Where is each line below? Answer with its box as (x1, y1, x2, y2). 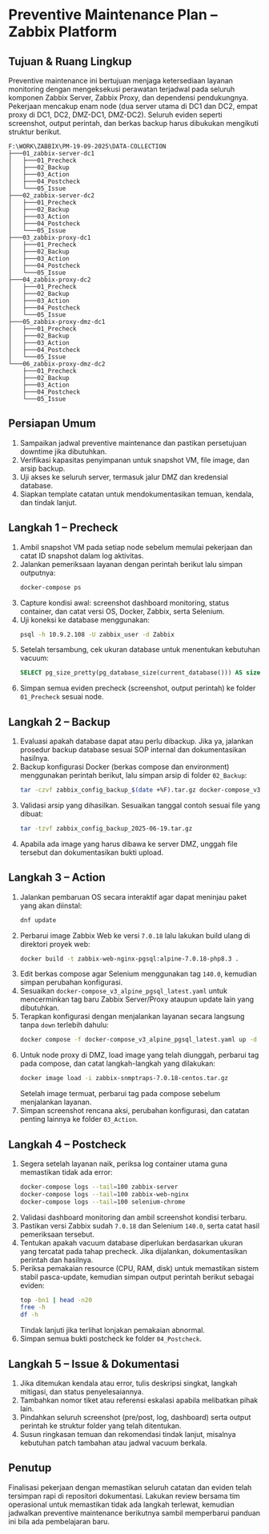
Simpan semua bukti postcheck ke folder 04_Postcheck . (19, 1334, 203, 1344)
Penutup (8, 1461, 52, 1475)
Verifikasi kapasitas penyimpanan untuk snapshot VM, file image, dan (19, 455, 250, 464)
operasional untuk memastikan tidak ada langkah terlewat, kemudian (8, 1500, 235, 1509)
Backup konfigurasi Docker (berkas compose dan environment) (19, 762, 230, 771)
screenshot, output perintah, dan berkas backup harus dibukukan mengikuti (8, 119, 259, 127)
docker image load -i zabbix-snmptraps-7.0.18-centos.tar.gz (19, 1075, 229, 1083)
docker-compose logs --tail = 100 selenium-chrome (19, 1197, 186, 1206)
